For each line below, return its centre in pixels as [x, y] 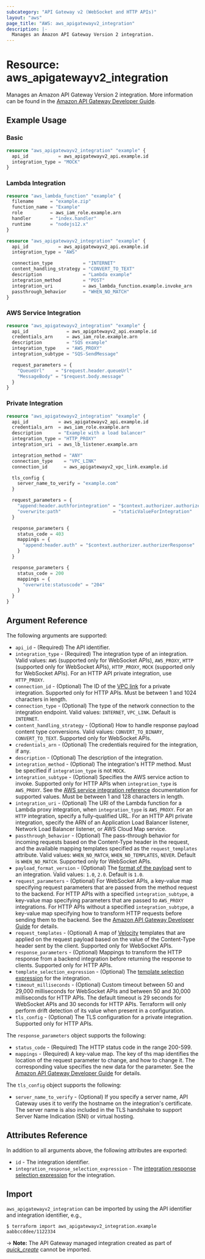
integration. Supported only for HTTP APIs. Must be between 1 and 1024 [106, 692]
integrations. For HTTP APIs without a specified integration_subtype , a [104, 907]
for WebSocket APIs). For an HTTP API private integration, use [93, 673]
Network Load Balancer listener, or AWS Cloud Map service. [91, 829]
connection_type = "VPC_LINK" [54, 461]
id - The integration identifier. [52, 1162]
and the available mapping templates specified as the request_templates [106, 848]
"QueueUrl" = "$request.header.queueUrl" [75, 371]
